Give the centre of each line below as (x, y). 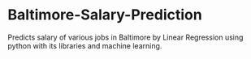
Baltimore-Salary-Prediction (105, 15)
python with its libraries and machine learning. (85, 45)
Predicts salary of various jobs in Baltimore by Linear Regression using (125, 37)
